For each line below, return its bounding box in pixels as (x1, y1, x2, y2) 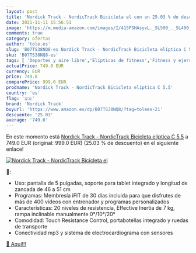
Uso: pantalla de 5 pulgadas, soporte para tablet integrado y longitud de (14, 179, 188, 187)
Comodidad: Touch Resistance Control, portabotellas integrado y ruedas (14, 217, 188, 224)
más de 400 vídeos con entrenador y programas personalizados (14, 198, 170, 205)
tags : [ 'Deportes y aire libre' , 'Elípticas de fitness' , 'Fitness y (6, 57, 176, 63)
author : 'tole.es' (6, 41, 51, 47)
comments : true (6, 30, 43, 36)
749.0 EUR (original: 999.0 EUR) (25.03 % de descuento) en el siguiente (6, 140, 179, 147)
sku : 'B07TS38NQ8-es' (6, 52, 59, 58)
